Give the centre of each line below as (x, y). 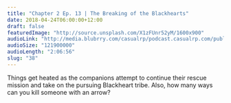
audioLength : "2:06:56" (41, 52)
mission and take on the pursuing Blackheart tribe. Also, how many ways (110, 85)
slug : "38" (23, 58)
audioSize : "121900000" (41, 45)
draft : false (26, 26)
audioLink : (23, 39)
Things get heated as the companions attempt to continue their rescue (107, 78)
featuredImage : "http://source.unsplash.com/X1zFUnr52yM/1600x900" (106, 33)
